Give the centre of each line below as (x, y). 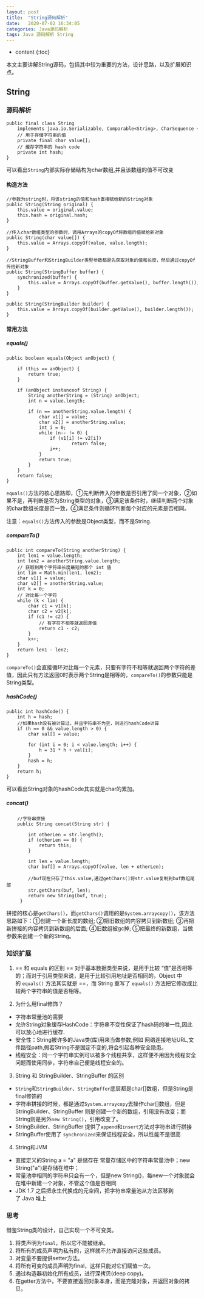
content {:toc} (32, 52)
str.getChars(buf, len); (59, 891)
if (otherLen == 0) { (56, 840)
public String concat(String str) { (64, 824)
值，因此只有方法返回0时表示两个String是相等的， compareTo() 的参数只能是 (100, 675)
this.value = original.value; (56, 210)
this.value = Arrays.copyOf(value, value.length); (83, 243)
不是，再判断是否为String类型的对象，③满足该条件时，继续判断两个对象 (102, 500)
